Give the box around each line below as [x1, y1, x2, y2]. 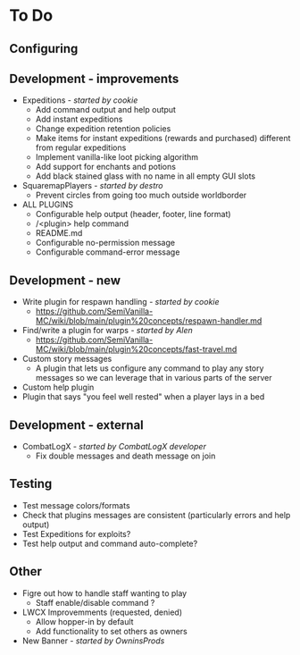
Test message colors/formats [21, 500, 131, 510]
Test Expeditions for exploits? [21, 528, 131, 539]
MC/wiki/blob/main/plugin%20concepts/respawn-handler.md [35, 315, 262, 326]
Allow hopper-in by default [35, 616, 134, 626]
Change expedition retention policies [35, 123, 171, 134]
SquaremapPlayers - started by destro [21, 181, 163, 191]
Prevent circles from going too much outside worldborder [35, 189, 247, 201]
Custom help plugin [21, 382, 95, 393]
